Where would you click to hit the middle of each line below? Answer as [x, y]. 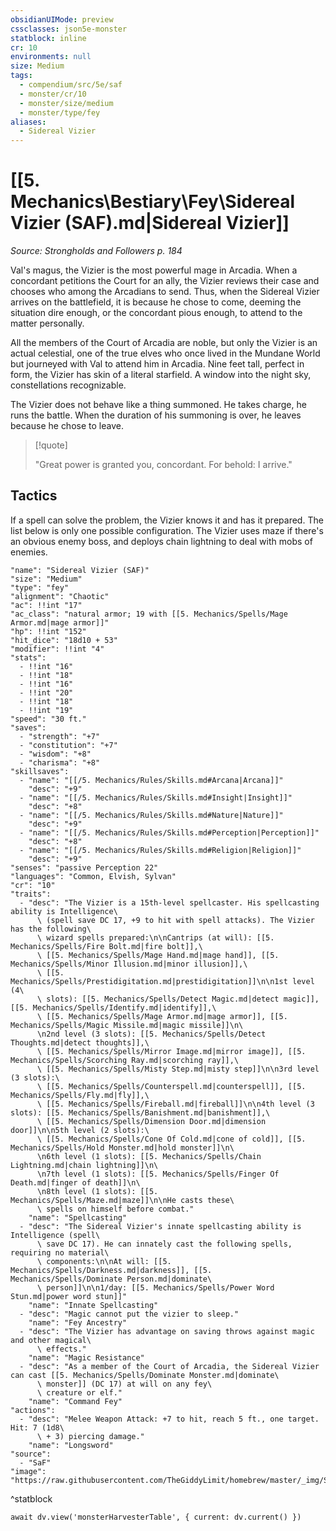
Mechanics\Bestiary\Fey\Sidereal [153, 202]
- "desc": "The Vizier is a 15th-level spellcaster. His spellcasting [169, 902]
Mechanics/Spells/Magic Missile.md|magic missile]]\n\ [127, 1025]
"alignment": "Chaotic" [60, 596]
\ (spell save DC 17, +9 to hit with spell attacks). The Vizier [175, 920]
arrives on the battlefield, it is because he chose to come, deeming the [156, 302]
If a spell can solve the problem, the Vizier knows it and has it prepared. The [167, 520]
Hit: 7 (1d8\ [37, 1427]
